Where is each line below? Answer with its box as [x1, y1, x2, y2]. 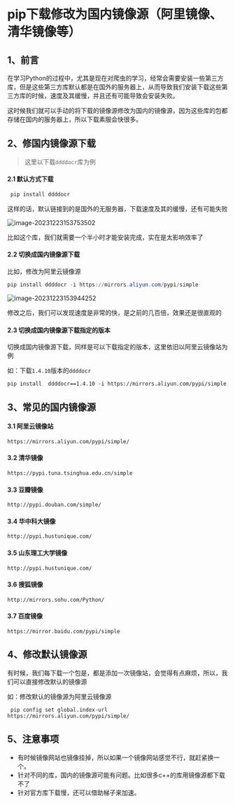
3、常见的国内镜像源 [7, 401, 97, 413]
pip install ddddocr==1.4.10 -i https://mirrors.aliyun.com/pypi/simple [7, 380, 227, 388]
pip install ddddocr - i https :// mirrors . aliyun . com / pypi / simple [7, 281, 199, 288]
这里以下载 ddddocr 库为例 [24, 157, 96, 166]
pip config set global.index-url [10, 706, 108, 713]
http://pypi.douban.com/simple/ [7, 501, 101, 508]
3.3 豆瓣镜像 [7, 485, 43, 494]
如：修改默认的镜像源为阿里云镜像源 [7, 692, 112, 701]
